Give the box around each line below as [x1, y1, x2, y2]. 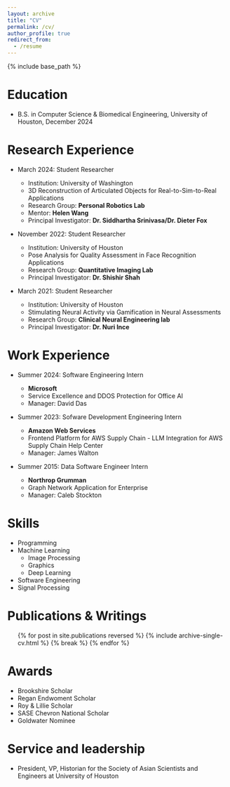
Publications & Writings [7, 608, 147, 623]
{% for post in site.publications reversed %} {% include [17, 631, 177, 640]
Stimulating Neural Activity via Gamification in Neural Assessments [27, 307, 222, 316]
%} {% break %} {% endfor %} [40, 638, 130, 647]
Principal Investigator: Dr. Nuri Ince [27, 322, 130, 331]
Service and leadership [7, 741, 145, 757]
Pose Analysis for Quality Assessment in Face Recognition [27, 251, 196, 259]
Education [7, 87, 68, 102]
